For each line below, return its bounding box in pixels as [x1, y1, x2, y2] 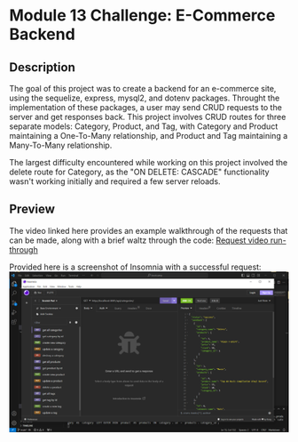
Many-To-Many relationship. [9, 140, 113, 150]
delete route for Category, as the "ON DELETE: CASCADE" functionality [9, 166, 270, 177]
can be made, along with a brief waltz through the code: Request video [9, 235, 269, 245]
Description [9, 60, 75, 75]
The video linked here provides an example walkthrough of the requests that [9, 225, 288, 236]
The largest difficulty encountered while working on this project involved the [9, 157, 288, 167]
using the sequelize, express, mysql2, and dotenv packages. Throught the [9, 92, 280, 103]
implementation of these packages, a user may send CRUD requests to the [9, 102, 282, 112]
